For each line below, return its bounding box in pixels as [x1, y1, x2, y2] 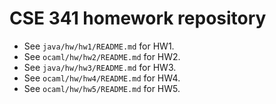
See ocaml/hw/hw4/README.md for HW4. [23, 72, 181, 84]
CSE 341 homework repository [9, 7, 267, 30]
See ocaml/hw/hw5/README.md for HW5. [23, 82, 181, 94]
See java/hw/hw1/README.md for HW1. [23, 40, 175, 52]
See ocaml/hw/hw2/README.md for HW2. [23, 50, 181, 62]
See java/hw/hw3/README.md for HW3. [23, 61, 177, 73]
